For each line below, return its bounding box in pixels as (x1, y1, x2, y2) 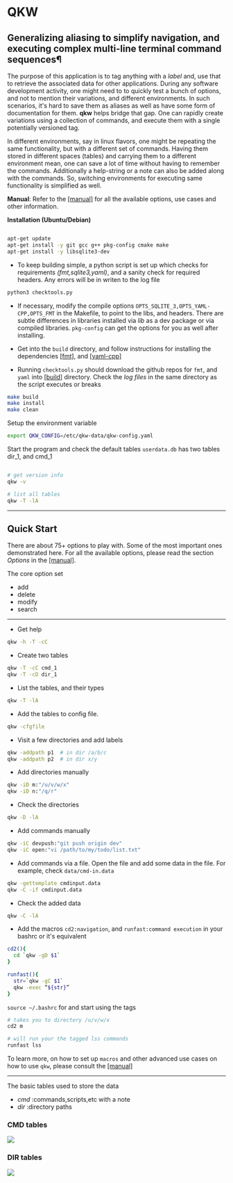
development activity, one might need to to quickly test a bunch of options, (7, 87, 221, 94)
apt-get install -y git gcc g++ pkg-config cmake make (7, 241, 169, 249)
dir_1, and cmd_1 (7, 452, 53, 461)
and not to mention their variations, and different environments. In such (7, 94, 210, 102)
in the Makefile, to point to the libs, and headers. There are (56, 308, 224, 317)
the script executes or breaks (17, 380, 102, 388)
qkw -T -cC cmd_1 (7, 665, 58, 672)
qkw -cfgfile (7, 723, 45, 730)
